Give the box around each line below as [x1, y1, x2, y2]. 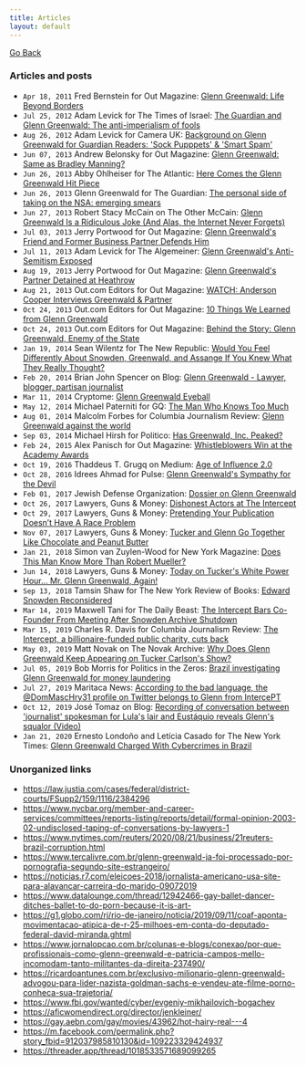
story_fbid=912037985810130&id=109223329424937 [22, 1036, 223, 1047]
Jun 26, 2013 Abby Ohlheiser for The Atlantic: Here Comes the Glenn [22, 168, 282, 179]
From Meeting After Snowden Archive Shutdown [56, 613, 238, 625]
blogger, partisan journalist [22, 381, 124, 392]
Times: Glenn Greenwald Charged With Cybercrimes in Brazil [22, 740, 252, 751]
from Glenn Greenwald [22, 313, 108, 324]
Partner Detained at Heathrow [22, 275, 135, 286]
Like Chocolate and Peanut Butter [22, 536, 149, 548]
